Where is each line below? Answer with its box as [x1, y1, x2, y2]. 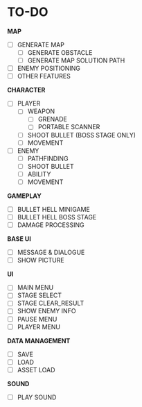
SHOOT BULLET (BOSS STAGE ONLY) [27, 131, 136, 139]
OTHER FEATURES [17, 72, 71, 81]
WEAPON [27, 107, 55, 115]
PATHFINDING [27, 154, 69, 163]
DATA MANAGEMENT [7, 336, 71, 344]
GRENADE [37, 115, 67, 124]
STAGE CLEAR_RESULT [17, 299, 85, 308]
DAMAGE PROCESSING [17, 221, 85, 229]
